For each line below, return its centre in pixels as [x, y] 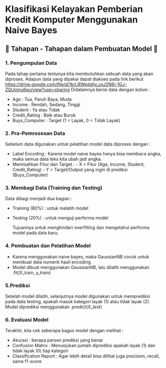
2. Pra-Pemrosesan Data [35, 133]
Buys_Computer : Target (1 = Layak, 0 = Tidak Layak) [66, 120]
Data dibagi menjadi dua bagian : [39, 199]
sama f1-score [27, 362]
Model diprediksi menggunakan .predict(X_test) [54, 307]
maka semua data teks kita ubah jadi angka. [57, 159]
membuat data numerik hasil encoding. [52, 262]
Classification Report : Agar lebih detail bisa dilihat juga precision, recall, [86, 356]
